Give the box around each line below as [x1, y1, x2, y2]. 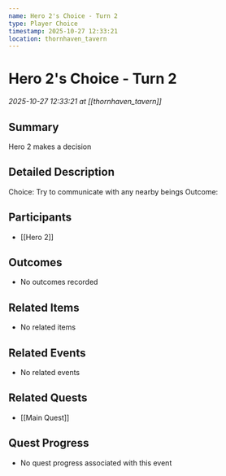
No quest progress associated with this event [20, 457, 172, 468]
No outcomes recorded [20, 277, 98, 287]
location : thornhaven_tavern [8, 34, 107, 43]
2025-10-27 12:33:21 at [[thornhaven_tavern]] [8, 97, 163, 107]
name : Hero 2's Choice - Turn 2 [8, 11, 118, 20]
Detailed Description [8, 165, 115, 179]
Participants [8, 211, 72, 225]
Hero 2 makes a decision [8, 142, 92, 151]
